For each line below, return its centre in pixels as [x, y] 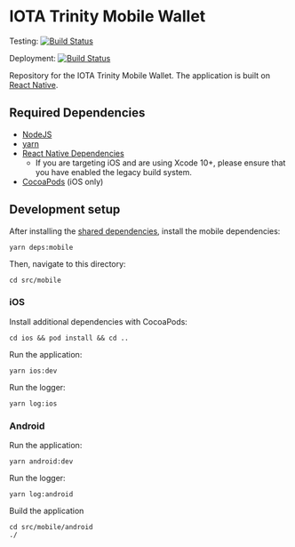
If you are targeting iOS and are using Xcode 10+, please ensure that [160, 163]
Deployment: [32, 58]
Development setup [65, 209]
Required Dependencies [77, 113]
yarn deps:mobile [41, 247]
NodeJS [37, 134]
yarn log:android [41, 495]
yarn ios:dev [33, 371]
